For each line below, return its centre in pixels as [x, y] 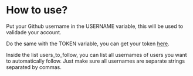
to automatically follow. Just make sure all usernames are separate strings [96, 61]
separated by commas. [34, 67]
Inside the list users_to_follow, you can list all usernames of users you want [97, 55]
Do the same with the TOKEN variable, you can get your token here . [88, 44]
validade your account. [34, 32]
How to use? [37, 10]
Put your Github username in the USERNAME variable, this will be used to [95, 26]
